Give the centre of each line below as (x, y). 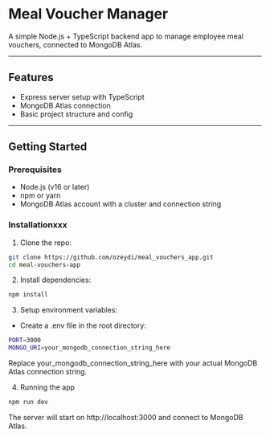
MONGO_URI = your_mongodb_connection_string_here (90, 348)
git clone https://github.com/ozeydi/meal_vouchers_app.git (111, 257)
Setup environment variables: (69, 310)
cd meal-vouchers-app (45, 265)
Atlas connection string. (47, 372)
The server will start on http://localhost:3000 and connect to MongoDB (126, 417)
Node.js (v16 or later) (55, 187)
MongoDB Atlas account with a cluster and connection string (121, 204)
